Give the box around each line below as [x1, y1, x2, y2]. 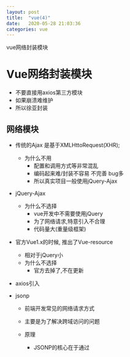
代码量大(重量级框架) [33, 225, 86, 232]
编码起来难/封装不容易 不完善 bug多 [33, 170, 124, 177]
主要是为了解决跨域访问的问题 [24, 318, 100, 325]
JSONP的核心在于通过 [33, 344, 90, 351]
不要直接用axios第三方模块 [15, 89, 83, 96]
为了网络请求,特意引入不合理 [33, 218, 105, 225]
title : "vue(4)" [6, 15, 51, 21]
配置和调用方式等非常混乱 [33, 162, 99, 169]
